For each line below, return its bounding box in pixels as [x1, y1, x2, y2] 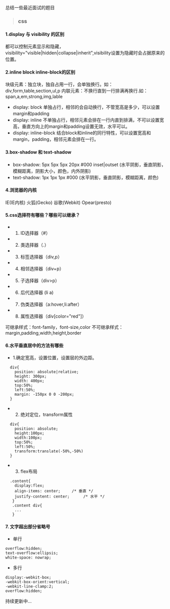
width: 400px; [14, 378, 45, 384]
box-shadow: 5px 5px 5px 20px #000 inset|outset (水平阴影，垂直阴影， [12, 161, 166, 168]
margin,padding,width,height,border [5, 329, 82, 336]
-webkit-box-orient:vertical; [5, 580, 70, 585]
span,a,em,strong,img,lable [5, 94, 63, 100]
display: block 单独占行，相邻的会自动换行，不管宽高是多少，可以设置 [12, 104, 160, 110]
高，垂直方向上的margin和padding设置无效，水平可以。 [12, 123, 131, 130]
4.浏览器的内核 [5, 187, 37, 193]
